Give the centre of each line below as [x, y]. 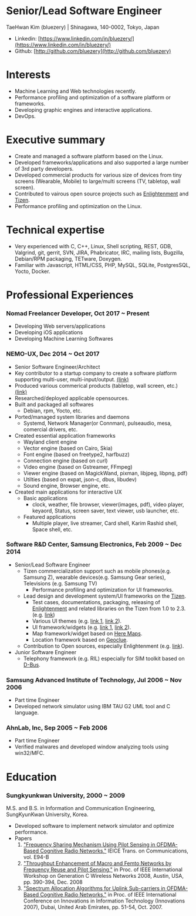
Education [31, 777]
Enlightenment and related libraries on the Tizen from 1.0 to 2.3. [109, 608]
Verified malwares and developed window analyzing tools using [92, 747]
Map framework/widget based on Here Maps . [87, 633]
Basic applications [45, 498]
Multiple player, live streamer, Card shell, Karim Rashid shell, [105, 523]
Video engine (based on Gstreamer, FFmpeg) [78, 467]
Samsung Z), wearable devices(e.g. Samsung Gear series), [94, 577]
